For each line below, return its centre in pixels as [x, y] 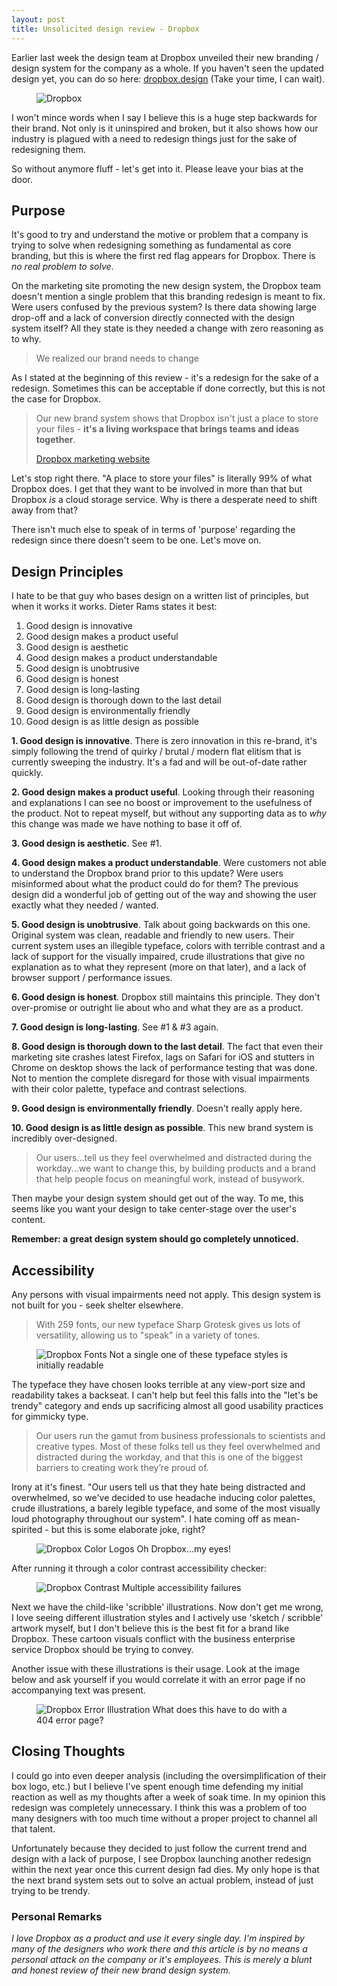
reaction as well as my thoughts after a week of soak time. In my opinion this [168, 1797]
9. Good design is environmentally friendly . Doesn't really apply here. [157, 1108]
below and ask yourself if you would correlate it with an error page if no [158, 1679]
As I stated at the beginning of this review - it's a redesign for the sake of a [165, 378]
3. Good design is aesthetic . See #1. [87, 843]
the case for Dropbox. [56, 399]
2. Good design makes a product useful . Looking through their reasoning [163, 792]
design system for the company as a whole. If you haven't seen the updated [167, 68]
